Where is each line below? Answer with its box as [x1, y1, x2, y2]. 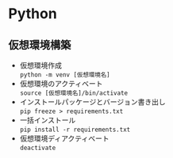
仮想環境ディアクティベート [19, 134, 110, 143]
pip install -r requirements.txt [19, 126, 131, 134]
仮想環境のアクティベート [19, 79, 103, 88]
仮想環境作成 [19, 61, 62, 70]
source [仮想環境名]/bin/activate [19, 89, 129, 97]
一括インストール [19, 115, 76, 125]
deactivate [19, 144, 56, 152]
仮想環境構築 [8, 38, 71, 51]
